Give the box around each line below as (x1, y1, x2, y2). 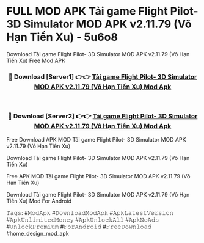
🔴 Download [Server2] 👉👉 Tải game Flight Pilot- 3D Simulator (7, 112, 198, 120)
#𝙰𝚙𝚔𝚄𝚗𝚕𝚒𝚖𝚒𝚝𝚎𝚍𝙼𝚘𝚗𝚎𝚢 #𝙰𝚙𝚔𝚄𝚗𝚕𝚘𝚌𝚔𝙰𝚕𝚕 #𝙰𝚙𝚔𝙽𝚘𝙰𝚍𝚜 (6, 216, 159, 223)
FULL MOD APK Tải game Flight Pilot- (6, 4, 199, 18)
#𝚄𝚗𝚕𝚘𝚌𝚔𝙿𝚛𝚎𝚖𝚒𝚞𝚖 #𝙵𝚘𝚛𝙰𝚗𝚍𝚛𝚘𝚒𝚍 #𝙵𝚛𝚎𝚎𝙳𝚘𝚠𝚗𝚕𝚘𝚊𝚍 (6, 223, 151, 230)
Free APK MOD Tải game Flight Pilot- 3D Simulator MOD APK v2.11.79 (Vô (6, 172, 191, 180)
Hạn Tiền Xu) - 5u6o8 (6, 31, 118, 44)
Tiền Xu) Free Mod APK (6, 57, 66, 64)
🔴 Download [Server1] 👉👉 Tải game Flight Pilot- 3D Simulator (8, 72, 197, 81)
